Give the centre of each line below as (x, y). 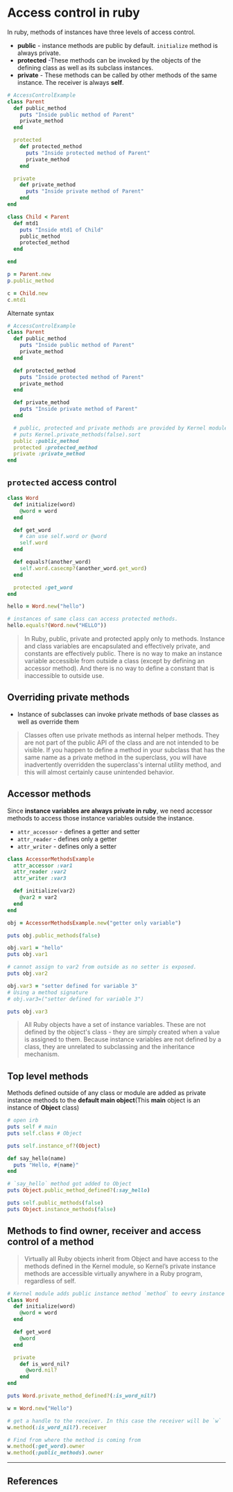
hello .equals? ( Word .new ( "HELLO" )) (57, 626)
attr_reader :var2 (40, 872)
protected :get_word (43, 587)
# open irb (23, 1121)
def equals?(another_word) (52, 562)
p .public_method (31, 281)
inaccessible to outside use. (64, 675)
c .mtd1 (17, 300)
